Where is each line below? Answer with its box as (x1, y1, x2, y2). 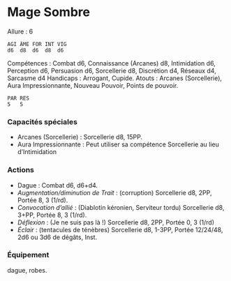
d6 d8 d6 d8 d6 (7, 47, 64, 54)
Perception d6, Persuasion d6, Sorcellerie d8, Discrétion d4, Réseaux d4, (7, 66, 216, 75)
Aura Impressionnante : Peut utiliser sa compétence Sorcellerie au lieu (17, 140, 220, 149)
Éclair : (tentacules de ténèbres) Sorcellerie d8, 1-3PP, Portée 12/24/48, (17, 225, 223, 234)
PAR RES (7, 95, 30, 102)
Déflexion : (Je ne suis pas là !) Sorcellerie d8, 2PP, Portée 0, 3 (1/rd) (17, 218, 215, 227)
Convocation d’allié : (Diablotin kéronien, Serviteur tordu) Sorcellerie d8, (17, 203, 225, 211)
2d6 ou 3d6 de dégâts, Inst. (17, 233, 98, 241)
